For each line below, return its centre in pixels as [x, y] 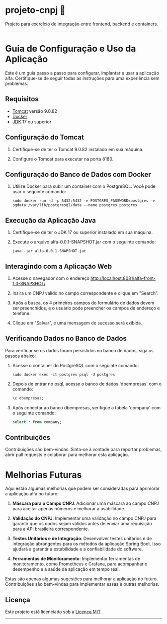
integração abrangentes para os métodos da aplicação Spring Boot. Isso [86, 544]
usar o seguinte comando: [39, 192]
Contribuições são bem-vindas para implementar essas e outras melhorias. [82, 584]
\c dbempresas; [28, 398]
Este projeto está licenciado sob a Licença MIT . [53, 612]
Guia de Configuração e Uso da [71, 49]
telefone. [21, 313]
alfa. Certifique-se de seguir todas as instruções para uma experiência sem [83, 78]
